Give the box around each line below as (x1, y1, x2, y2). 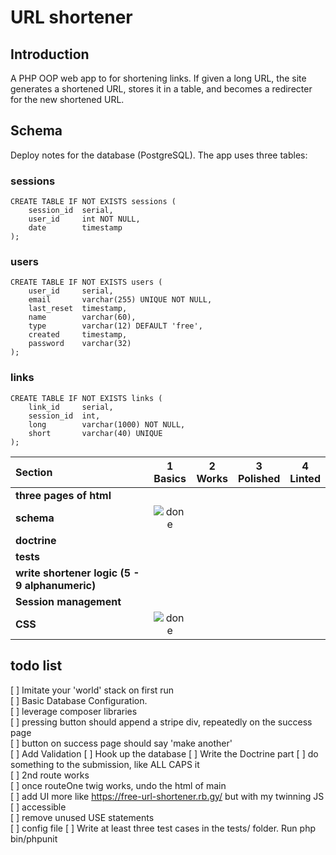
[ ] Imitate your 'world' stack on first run (10, 684, 175, 696)
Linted (289, 471, 321, 485)
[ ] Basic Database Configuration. (10, 694, 148, 706)
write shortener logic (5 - (15, 566, 140, 580)
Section (15, 465, 53, 479)
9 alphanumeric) (15, 578, 97, 592)
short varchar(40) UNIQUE (28, 428, 163, 438)
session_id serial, (28, 206, 114, 216)
